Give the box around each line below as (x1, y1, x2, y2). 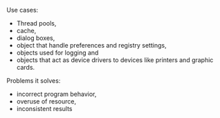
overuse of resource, (16, 97, 77, 106)
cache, (16, 27, 37, 35)
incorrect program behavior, (16, 90, 97, 98)
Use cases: (6, 6, 39, 14)
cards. (16, 63, 35, 71)
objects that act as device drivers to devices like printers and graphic (16, 56, 214, 64)
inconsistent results (16, 105, 73, 112)
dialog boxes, (16, 34, 55, 42)
